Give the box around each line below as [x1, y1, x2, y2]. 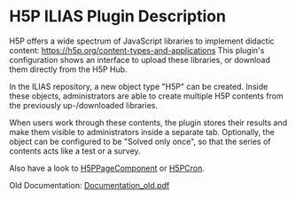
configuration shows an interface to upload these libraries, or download [9, 54, 270, 65]
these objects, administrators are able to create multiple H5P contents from [9, 91, 284, 101]
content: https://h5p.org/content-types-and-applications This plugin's [9, 44, 265, 55]
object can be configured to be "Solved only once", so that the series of [9, 136, 272, 147]
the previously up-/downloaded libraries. [9, 99, 158, 110]
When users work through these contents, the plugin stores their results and [9, 117, 288, 128]
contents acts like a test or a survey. [9, 145, 141, 156]
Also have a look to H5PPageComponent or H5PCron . [9, 163, 206, 173]
